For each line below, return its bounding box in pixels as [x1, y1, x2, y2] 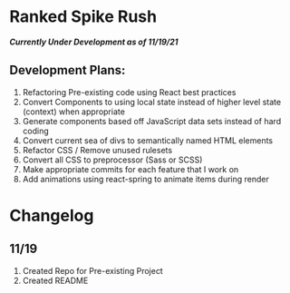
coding [22, 125, 50, 136]
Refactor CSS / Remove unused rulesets [22, 144, 173, 155]
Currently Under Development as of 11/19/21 [9, 36, 179, 47]
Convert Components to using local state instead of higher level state [22, 96, 282, 107]
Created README [22, 275, 89, 286]
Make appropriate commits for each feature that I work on [22, 163, 239, 174]
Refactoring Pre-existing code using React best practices [22, 86, 237, 97]
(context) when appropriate [22, 106, 125, 117]
